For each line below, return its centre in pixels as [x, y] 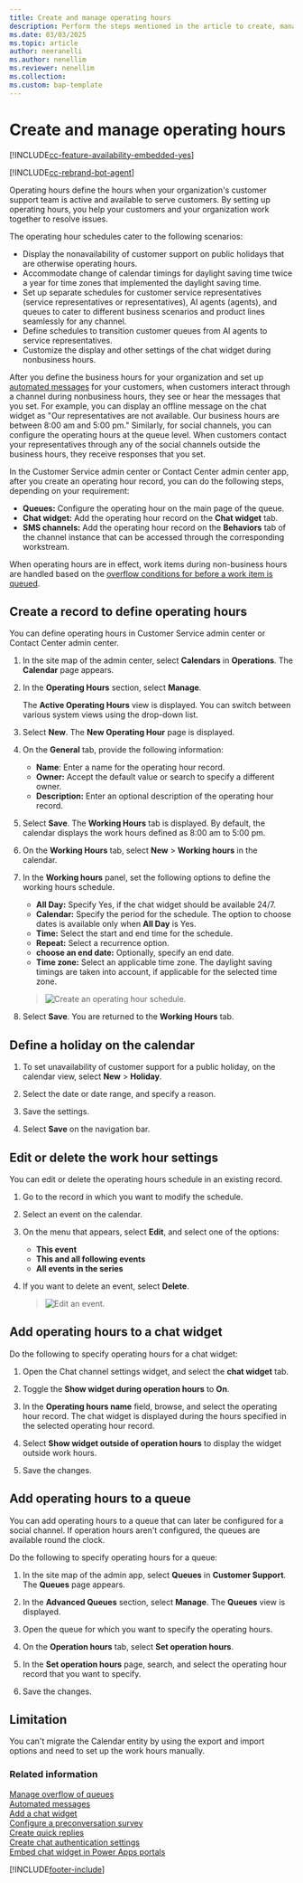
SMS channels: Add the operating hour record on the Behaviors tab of [154, 527]
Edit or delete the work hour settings [114, 1157]
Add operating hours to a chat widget [116, 1332]
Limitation [38, 1720]
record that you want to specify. [82, 1673]
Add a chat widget [43, 1813]
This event [56, 1249]
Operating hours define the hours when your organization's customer [138, 190]
